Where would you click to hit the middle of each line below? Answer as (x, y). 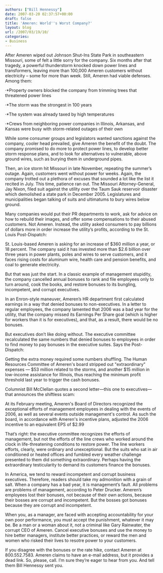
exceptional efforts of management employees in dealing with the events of (81, 409)
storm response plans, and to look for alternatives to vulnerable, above (76, 154)
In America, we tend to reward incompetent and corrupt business (70, 474)
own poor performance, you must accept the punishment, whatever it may (80, 520)
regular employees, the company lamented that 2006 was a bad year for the (81, 309)
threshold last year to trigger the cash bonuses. (53, 380)
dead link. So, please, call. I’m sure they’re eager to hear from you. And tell (80, 560)
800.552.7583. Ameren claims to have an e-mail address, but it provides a (79, 555)
